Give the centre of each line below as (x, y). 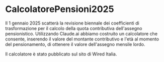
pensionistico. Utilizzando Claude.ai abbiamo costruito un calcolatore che (81, 33)
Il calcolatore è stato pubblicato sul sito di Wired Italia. (61, 54)
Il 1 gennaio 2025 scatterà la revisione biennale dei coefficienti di (72, 23)
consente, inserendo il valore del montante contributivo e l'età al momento (82, 39)
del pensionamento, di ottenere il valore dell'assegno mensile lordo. (75, 44)
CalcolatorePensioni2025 (60, 9)
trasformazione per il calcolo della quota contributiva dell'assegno (74, 28)
